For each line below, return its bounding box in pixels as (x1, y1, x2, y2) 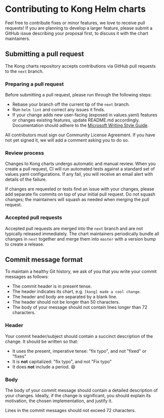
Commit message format (5, 255, 83, 264)
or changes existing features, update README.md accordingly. (12, 117, 140, 123)
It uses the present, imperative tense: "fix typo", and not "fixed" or (12, 348, 147, 354)
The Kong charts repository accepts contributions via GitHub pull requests (5, 63, 156, 69)
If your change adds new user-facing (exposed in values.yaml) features (12, 112, 158, 118)
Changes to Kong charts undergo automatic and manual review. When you (5, 161, 156, 167)
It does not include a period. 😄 (12, 364, 76, 370)
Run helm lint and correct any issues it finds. (12, 107, 105, 113)
